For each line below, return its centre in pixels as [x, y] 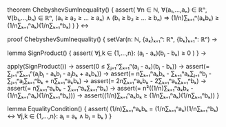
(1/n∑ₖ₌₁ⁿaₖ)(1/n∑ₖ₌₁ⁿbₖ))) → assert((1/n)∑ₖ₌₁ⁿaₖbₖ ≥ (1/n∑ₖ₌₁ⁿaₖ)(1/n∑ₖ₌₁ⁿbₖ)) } [113, 95]
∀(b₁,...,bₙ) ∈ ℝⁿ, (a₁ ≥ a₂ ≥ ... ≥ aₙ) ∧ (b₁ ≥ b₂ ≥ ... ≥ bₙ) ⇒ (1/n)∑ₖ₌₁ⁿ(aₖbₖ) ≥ [113, 18]
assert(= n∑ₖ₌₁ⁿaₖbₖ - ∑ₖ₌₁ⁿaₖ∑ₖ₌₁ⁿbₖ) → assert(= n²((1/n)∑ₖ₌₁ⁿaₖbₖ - [101, 88]
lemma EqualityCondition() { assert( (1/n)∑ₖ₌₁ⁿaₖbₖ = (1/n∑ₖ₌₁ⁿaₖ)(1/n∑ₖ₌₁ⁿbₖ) [113, 109]
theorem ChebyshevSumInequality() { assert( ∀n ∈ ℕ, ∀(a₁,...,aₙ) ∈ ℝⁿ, [107, 10]
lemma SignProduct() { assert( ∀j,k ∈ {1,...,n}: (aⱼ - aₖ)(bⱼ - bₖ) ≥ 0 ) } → [107, 53]
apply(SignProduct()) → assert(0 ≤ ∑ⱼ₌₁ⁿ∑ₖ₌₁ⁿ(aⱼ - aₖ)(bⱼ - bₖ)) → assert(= [109, 66]
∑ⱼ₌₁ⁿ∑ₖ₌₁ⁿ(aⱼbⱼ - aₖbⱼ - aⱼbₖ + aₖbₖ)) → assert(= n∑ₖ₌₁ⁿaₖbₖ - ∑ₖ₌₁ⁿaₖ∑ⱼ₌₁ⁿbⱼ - [110, 73]
